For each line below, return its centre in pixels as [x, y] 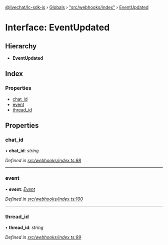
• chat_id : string [22, 151]
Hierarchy [21, 46]
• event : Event [20, 189]
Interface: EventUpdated [57, 28]
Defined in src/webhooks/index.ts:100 [44, 199]
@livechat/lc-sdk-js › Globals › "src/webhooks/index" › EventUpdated [77, 7]
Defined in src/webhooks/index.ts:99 [43, 237]
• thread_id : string [24, 227]
